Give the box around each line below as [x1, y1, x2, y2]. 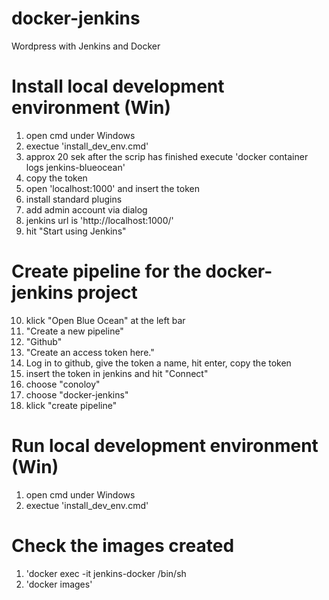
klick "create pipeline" [25, 399, 118, 411]
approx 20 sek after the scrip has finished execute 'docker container [25, 150, 309, 162]
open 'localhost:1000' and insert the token [25, 182, 200, 194]
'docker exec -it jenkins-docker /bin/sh [25, 567, 187, 579]
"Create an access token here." [25, 346, 155, 358]
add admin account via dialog [25, 203, 148, 216]
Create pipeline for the [11, 260, 202, 283]
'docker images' [25, 578, 93, 590]
